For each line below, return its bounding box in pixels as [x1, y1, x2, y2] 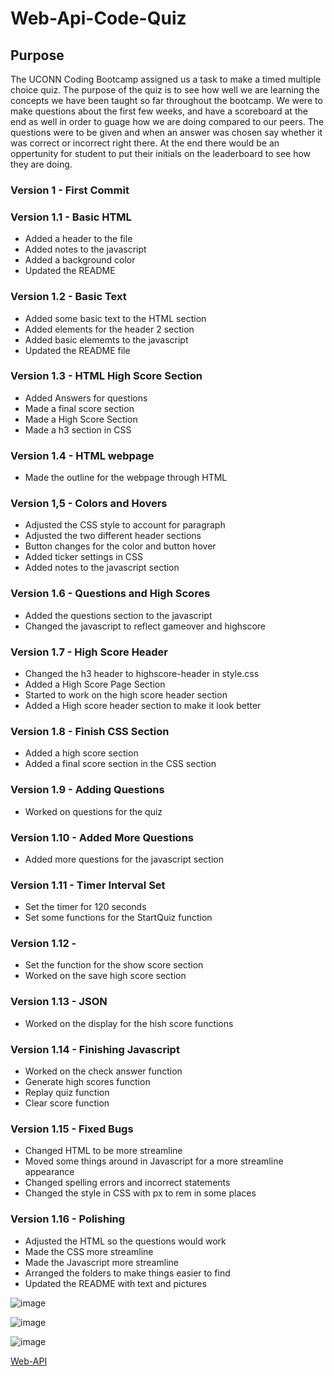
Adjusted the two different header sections [24, 530, 202, 542]
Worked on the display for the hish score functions [24, 1017, 234, 1029]
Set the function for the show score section [24, 959, 204, 971]
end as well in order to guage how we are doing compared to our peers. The [10, 116, 325, 127]
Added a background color [24, 254, 136, 266]
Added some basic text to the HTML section [24, 312, 207, 324]
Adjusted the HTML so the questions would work [24, 1235, 227, 1247]
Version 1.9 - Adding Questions [10, 783, 165, 797]
